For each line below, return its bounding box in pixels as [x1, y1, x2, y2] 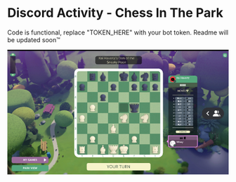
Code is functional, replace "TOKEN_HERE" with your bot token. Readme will [7, 28, 229, 37]
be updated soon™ [7, 35, 61, 44]
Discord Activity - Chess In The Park [7, 5, 223, 21]
